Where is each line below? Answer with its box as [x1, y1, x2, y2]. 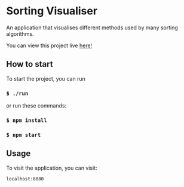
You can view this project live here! [6, 42, 93, 49]
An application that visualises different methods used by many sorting [6, 24, 178, 31]
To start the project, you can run [6, 75, 85, 82]
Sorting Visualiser [6, 4, 97, 18]
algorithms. [6, 30, 34, 37]
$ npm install [6, 117, 47, 124]
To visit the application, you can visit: [6, 164, 97, 171]
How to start [6, 59, 53, 69]
